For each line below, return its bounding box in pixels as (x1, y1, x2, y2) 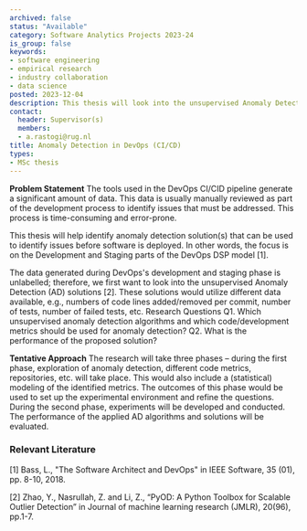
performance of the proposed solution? (9, 335, 158, 345)
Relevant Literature (9, 443, 96, 456)
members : (17, 124, 51, 133)
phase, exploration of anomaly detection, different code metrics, (9, 362, 251, 373)
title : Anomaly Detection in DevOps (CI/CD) (9, 141, 182, 150)
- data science (9, 81, 68, 90)
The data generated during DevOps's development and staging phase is (9, 267, 281, 278)
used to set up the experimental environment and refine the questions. (9, 391, 275, 402)
